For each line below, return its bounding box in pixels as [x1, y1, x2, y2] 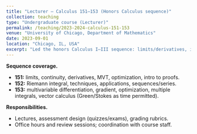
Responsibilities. [6, 103, 48, 111]
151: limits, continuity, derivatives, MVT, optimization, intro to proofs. [14, 73, 180, 80]
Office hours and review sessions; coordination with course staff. [14, 121, 172, 128]
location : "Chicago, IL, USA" [6, 41, 80, 47]
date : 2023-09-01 [6, 36, 49, 41]
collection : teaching [6, 14, 59, 20]
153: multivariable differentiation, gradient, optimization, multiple [14, 86, 171, 93]
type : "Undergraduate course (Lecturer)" [6, 19, 109, 25]
